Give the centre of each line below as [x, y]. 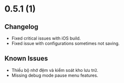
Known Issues [26, 59]
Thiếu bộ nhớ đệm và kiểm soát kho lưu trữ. [55, 70]
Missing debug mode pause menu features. [55, 75]
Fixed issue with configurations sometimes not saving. [66, 43]
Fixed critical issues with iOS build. [46, 38]
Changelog [21, 27]
